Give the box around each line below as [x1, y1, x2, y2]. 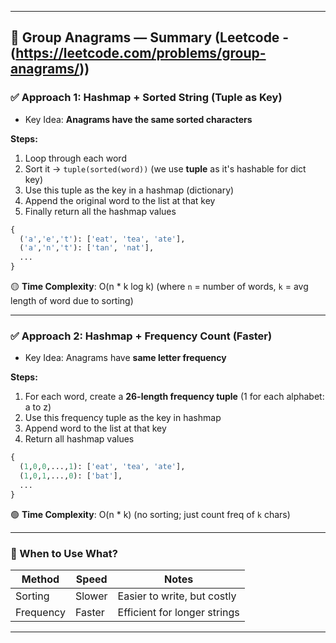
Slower [74, 589, 108, 603]
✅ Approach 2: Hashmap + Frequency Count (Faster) [10, 329, 273, 343]
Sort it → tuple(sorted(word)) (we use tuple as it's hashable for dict [24, 162, 307, 175]
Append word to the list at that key [24, 422, 167, 435]
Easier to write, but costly [117, 589, 237, 603]
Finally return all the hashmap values [24, 205, 177, 217]
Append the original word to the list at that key [24, 194, 216, 206]
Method [21, 572, 60, 586]
